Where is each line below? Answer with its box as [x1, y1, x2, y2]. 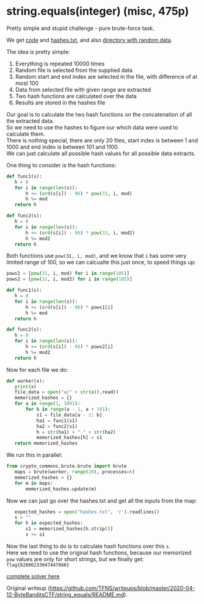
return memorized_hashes [14, 440, 78, 446]
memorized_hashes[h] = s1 [36, 435, 103, 441]
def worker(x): [6, 377, 45, 384]
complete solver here [6, 572, 60, 580]
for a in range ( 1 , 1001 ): [14, 401, 81, 407]
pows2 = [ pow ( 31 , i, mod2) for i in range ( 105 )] [6, 276, 133, 282]
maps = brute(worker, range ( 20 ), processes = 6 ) [14, 469, 136, 475]
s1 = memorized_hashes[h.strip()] [25, 526, 114, 532]
